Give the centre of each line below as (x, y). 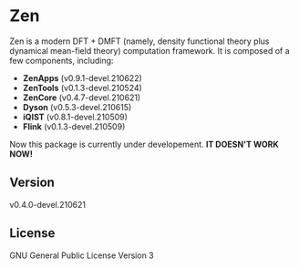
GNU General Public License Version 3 (82, 255)
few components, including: (62, 60)
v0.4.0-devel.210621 (48, 204)
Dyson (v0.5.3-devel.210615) (77, 107)
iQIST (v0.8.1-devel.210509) (75, 117)
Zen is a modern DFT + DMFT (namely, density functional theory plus (140, 41)
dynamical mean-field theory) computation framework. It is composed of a (149, 50)
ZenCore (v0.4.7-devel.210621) (82, 98)
